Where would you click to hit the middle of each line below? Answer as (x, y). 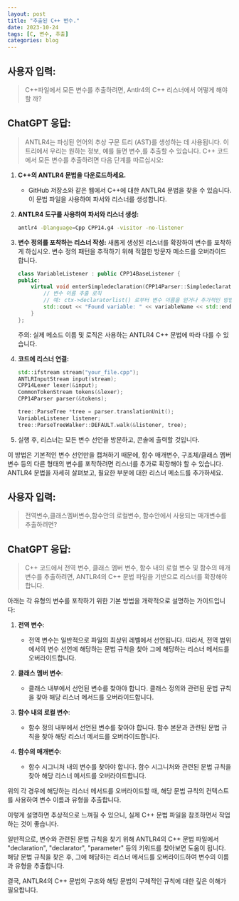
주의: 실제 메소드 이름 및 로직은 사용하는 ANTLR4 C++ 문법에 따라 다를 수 (119, 334)
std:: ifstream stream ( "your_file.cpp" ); (78, 372)
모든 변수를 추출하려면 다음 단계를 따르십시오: (101, 160)
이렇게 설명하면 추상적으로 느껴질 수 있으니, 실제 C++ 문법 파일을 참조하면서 (112, 815)
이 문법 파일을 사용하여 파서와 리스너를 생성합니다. (97, 199)
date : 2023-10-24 (33, 27)
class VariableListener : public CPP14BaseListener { (99, 273)
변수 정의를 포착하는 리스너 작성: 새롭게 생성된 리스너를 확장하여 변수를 (115, 242)
